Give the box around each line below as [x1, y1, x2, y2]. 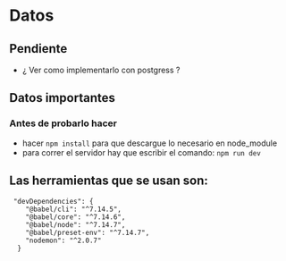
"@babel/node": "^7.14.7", [25, 220, 126, 229]
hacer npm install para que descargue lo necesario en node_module [21, 138, 278, 148]
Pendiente [9, 41, 68, 56]
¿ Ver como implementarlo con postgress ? [21, 64, 181, 75]
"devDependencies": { [13, 197, 94, 206]
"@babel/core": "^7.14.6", [25, 212, 126, 222]
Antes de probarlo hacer [9, 117, 118, 130]
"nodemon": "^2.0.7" [25, 236, 102, 245]
